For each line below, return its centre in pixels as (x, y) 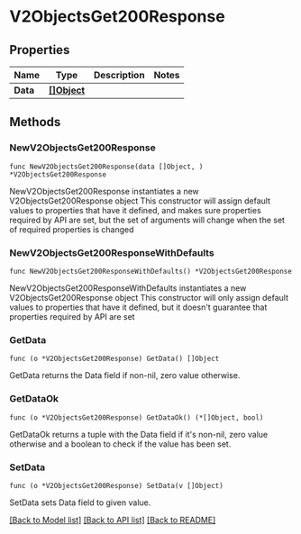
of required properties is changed (72, 229)
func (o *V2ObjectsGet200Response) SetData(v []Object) (116, 485)
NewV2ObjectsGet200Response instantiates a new (105, 191)
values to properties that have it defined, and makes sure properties (135, 210)
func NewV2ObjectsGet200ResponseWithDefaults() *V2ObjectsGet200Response (151, 271)
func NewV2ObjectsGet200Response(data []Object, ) (106, 167)
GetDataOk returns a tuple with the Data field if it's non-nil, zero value (139, 434)
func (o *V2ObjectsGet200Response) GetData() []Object (114, 359)
